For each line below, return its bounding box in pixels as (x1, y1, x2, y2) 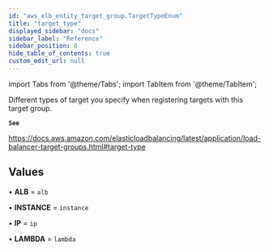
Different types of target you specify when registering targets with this (8, 95, 244, 104)
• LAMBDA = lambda (8, 234, 76, 244)
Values (8, 165, 45, 179)
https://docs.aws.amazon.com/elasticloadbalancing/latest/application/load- (8, 133, 262, 142)
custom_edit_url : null (8, 57, 85, 66)
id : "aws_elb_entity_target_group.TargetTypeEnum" (8, 11, 183, 20)
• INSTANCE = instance (8, 202, 89, 212)
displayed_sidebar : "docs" (8, 27, 100, 35)
